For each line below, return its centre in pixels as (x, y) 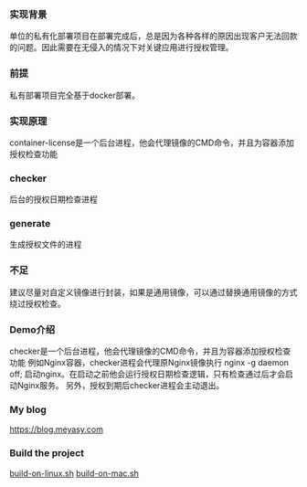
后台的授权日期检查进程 (53, 199)
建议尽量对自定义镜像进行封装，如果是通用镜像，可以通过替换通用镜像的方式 (153, 292)
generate (30, 224)
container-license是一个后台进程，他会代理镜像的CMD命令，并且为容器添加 (152, 143)
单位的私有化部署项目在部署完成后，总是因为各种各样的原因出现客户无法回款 (153, 36)
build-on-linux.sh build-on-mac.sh (74, 473)
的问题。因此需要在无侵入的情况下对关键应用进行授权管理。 (122, 48)
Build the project (47, 453)
